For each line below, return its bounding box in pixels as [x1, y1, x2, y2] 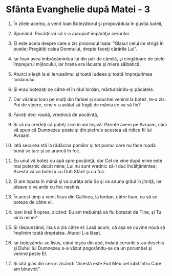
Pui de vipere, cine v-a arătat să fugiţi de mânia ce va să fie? [13, 101, 141, 108]
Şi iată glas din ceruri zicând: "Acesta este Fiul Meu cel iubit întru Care [13, 260, 162, 266]
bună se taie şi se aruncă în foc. [13, 147, 81, 154]
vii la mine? [13, 214, 37, 220]
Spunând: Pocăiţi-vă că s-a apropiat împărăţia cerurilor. [13, 30, 131, 36]
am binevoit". [13, 266, 41, 272]
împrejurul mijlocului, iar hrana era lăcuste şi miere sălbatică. [13, 61, 141, 67]
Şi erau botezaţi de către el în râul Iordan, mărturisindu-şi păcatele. [13, 86, 155, 93]
